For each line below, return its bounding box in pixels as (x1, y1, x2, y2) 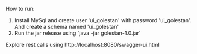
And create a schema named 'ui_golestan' (14, 23, 119, 30)
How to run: (5, 5, 35, 12)
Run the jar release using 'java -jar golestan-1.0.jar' (14, 29, 141, 37)
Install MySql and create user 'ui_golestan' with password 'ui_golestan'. (14, 17, 192, 23)
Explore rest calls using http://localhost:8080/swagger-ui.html (5, 41, 160, 48)
